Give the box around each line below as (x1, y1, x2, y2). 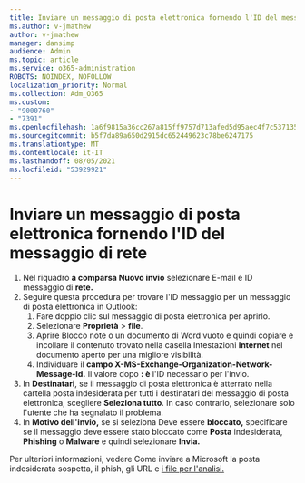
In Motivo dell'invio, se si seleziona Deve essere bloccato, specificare (22, 417, 288, 428)
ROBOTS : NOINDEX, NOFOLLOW (9, 72, 112, 82)
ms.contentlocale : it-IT (9, 148, 103, 157)
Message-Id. (35, 369, 86, 380)
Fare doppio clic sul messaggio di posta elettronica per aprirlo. (35, 311, 271, 322)
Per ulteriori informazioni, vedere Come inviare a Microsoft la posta (9, 454, 261, 465)
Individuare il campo (35, 359, 113, 370)
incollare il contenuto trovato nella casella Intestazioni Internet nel (35, 340, 283, 351)
